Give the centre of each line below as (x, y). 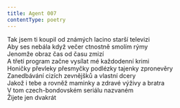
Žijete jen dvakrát (32, 97)
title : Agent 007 (32, 13)
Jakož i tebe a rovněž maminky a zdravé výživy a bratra (86, 83)
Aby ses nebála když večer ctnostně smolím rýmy (78, 46)
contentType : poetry (37, 20)
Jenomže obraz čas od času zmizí (56, 54)
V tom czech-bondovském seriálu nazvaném (70, 90)
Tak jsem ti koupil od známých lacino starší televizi (78, 39)
